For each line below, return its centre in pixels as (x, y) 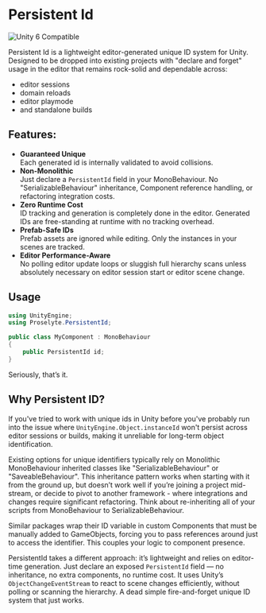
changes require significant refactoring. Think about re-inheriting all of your (132, 502)
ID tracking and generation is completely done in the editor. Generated (135, 213)
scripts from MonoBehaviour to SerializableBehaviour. (96, 510)
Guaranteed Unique (52, 153)
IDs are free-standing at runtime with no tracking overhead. (117, 221)
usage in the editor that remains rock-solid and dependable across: (118, 68)
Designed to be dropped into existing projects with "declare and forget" (125, 60)
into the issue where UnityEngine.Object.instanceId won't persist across (128, 427)
